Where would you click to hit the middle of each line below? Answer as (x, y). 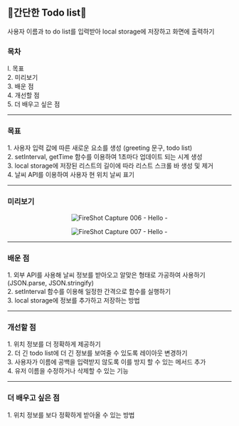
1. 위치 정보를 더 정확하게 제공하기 (54, 344)
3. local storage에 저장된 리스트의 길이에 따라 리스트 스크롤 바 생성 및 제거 (110, 166)
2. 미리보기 (23, 78)
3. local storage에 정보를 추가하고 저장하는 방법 (74, 300)
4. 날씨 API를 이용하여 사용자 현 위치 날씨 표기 (71, 175)
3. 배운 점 (21, 86)
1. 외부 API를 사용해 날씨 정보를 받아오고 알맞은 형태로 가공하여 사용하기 (106, 275)
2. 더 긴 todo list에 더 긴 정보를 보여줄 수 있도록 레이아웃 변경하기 (97, 353)
